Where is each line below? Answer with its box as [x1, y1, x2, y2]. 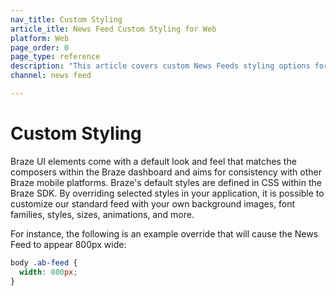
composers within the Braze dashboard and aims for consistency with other [10, 166, 322, 178]
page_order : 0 [10, 42, 70, 53]
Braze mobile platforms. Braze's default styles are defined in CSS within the [10, 176, 322, 188]
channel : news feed [10, 71, 92, 81]
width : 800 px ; [19, 267, 78, 277]
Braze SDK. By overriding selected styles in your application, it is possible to [10, 187, 325, 199]
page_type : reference [10, 52, 101, 62]
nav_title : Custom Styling [10, 14, 123, 25]
